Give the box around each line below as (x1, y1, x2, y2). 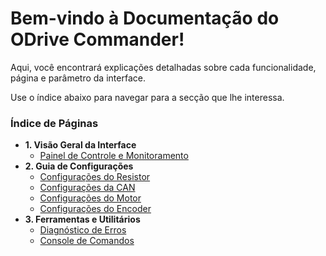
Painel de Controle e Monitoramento (39, 150, 189, 162)
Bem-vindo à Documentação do (10, 7, 280, 30)
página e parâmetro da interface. (10, 72, 146, 84)
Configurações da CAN (39, 182, 136, 194)
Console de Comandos (39, 235, 135, 247)
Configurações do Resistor (39, 171, 151, 183)
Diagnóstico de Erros (39, 224, 127, 236)
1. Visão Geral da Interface (24, 139, 137, 151)
